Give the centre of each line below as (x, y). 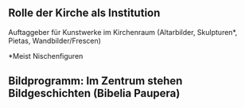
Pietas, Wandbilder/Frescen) (55, 40)
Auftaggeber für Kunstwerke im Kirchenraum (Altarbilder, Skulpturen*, (123, 32)
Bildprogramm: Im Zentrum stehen (95, 81)
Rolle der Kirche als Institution (84, 13)
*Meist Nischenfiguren (46, 56)
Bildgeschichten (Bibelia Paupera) (94, 93)
